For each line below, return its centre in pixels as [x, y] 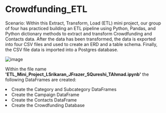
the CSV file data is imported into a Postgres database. [62, 49]
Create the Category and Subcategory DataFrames [64, 89]
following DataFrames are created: [41, 79]
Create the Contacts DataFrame [44, 100]
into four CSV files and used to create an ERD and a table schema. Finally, [81, 44]
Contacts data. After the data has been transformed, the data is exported [80, 39]
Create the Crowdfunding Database [48, 105]
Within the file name [26, 69]
